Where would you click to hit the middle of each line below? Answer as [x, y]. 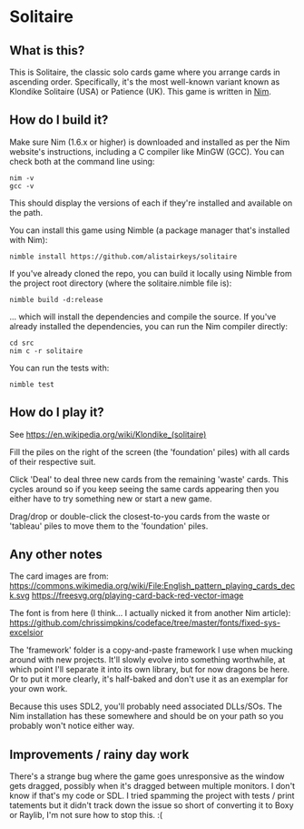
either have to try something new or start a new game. [111, 499]
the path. [26, 212]
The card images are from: [59, 576]
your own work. [39, 689]
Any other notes [56, 555]
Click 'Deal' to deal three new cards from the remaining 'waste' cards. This [149, 479]
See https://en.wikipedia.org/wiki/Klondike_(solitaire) [108, 434]
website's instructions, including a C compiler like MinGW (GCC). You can [147, 151]
